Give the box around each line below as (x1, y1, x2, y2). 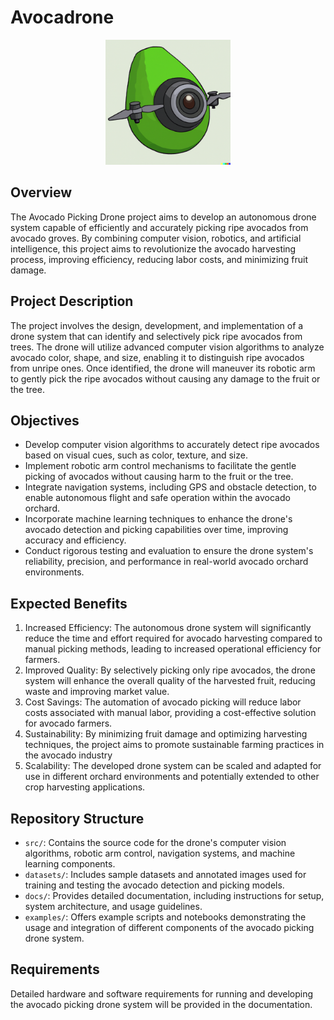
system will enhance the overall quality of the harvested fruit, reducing (24, 675, 316, 687)
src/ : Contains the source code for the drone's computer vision (24, 837, 287, 848)
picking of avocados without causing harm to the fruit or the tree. (24, 471, 294, 483)
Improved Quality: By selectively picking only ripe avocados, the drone (24, 664, 316, 676)
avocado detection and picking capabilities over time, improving (24, 524, 289, 536)
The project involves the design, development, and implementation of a (10, 319, 304, 331)
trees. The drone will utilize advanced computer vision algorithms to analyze (10, 341, 325, 353)
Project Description (10, 293, 134, 310)
